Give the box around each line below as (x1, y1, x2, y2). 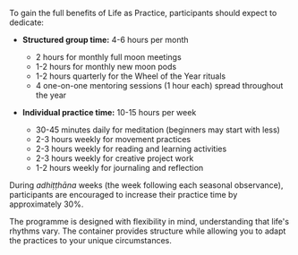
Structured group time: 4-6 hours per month (21, 35, 190, 45)
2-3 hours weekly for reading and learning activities (35, 143, 227, 154)
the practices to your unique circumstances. (9, 235, 172, 245)
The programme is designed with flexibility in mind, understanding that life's (9, 217, 289, 226)
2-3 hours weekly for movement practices (35, 134, 191, 144)
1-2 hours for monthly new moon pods (35, 62, 177, 72)
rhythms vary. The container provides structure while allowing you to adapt (9, 225, 286, 236)
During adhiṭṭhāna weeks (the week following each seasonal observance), (9, 180, 284, 191)
